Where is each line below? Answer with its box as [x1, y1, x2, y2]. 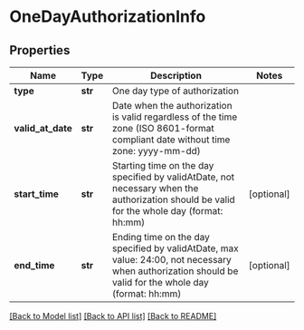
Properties [9, 43, 71, 58]
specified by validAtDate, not [111, 170, 235, 183]
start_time [14, 188, 59, 200]
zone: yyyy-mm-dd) [111, 145, 201, 157]
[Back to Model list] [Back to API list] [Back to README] [9, 311, 217, 321]
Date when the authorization [111, 100, 233, 112]
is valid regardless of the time [111, 111, 238, 123]
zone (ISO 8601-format [111, 122, 214, 134]
